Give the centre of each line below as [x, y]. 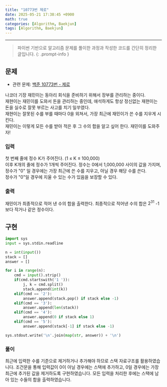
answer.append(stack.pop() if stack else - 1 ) [71, 298]
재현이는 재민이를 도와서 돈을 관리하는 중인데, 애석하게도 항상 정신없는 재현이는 [82, 101]
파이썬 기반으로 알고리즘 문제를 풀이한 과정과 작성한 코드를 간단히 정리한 [87, 48]
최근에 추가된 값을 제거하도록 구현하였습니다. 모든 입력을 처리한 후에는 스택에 [80, 373]
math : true [16, 19]
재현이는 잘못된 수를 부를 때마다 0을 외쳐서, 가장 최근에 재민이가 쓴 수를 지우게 [81, 113]
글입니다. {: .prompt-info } [43, 54]
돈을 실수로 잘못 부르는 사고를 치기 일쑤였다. [48, 107]
